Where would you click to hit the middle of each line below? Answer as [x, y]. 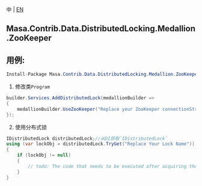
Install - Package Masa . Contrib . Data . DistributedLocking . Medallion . [91, 75]
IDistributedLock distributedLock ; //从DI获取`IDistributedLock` [87, 138]
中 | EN [15, 9]
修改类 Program [32, 87]
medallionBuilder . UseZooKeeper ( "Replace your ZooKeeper [89, 109]
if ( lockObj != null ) [44, 155]
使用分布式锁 [31, 127]
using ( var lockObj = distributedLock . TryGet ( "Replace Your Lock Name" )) [101, 144]
